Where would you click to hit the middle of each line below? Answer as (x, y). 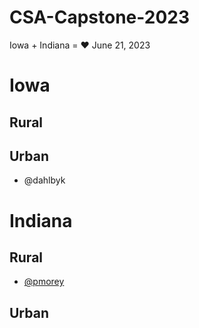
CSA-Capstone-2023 (99, 17)
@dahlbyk (44, 180)
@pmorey (44, 282)
